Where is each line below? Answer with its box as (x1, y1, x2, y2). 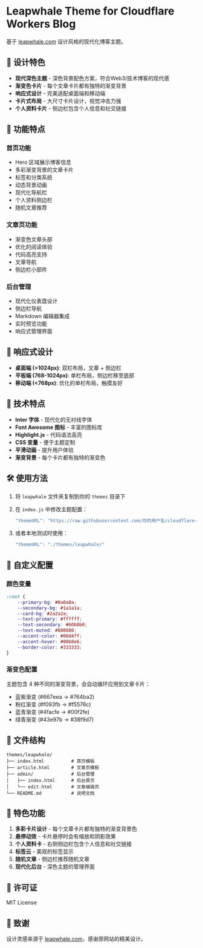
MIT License (6, 899, 37, 906)
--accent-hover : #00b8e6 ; (17, 638, 83, 645)
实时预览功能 (14, 320, 47, 327)
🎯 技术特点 (6, 399, 45, 409)
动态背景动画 (14, 181, 47, 189)
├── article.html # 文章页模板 (6, 764, 100, 771)
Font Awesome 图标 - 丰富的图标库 (14, 423, 103, 431)
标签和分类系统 (14, 174, 53, 181)
